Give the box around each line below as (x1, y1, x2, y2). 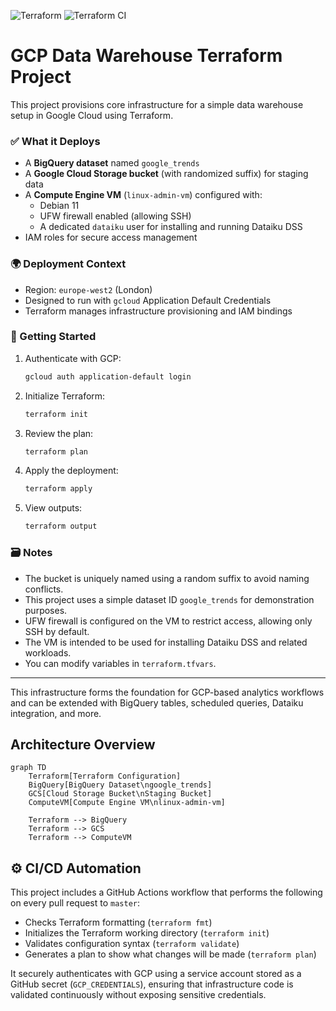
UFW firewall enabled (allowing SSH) (39, 210, 192, 222)
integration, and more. (10, 707, 102, 719)
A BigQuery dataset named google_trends (24, 157, 200, 169)
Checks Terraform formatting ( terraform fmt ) (24, 916, 213, 929)
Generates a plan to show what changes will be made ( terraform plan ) (24, 948, 317, 960)
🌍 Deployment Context (10, 257, 127, 271)
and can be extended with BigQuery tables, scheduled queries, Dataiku (10, 696, 304, 709)
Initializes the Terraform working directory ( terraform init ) (24, 927, 270, 939)
